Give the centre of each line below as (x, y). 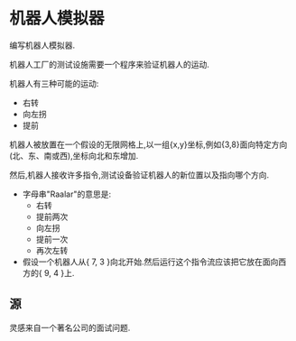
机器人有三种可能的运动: (54, 83)
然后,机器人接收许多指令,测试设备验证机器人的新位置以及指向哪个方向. (139, 175)
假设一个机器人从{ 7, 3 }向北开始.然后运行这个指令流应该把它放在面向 (150, 262)
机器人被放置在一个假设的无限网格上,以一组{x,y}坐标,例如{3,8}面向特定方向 (148, 144)
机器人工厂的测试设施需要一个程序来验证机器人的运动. (110, 64)
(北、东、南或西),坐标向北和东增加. (74, 155)
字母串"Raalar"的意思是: (67, 194)
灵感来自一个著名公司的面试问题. (70, 327)
